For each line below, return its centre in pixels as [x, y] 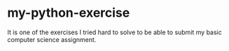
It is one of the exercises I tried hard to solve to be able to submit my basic [114, 32]
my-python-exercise [69, 13]
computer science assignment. [52, 39]
